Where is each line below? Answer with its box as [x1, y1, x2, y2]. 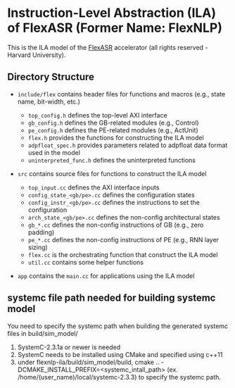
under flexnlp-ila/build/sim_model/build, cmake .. [17, 358, 160, 366]
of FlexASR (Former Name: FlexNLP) [7, 20, 223, 36]
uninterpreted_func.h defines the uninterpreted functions [27, 156, 196, 164]
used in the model [27, 148, 81, 156]
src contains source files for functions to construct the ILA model [17, 169, 207, 177]
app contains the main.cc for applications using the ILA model [17, 271, 195, 280]
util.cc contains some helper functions [27, 258, 144, 266]
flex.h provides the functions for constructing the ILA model [27, 133, 204, 142]
